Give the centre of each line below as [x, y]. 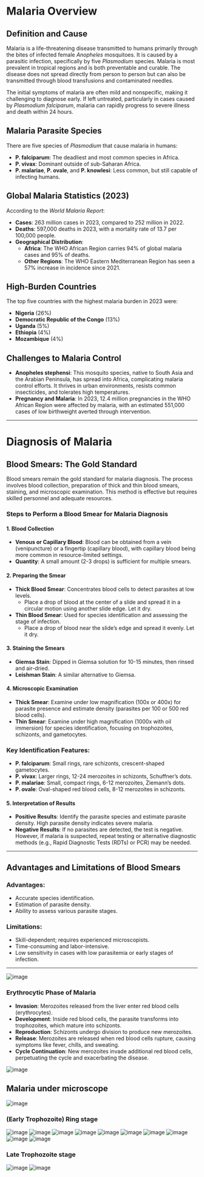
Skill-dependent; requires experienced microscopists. [82, 940]
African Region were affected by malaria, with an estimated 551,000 [100, 405]
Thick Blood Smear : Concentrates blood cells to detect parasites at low [104, 589]
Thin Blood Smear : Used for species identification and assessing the [101, 615]
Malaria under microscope [57, 1088]
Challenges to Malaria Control [64, 358]
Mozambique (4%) [39, 339]
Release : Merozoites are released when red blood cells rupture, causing [105, 1038]
